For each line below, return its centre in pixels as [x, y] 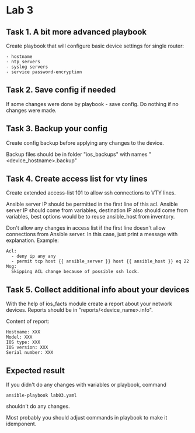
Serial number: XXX [30, 353]
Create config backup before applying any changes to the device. [85, 143]
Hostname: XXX [23, 332]
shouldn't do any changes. [38, 406]
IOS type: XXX [23, 342]
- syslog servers [27, 67]
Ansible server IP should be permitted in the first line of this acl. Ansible [92, 204]
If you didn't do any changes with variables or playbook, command [86, 385]
